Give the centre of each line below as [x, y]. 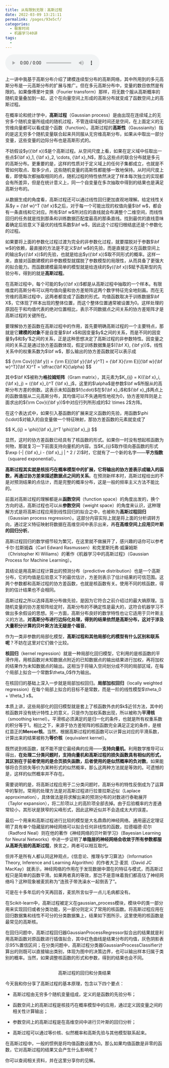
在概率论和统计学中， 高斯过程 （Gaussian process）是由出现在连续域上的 [81, 115]
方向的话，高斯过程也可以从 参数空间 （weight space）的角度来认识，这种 [81, 505]
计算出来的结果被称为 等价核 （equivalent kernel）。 [57, 738]
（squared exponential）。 [32, 459]
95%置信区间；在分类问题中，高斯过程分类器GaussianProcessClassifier [84, 945]
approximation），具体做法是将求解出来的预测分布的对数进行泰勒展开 [76, 797]
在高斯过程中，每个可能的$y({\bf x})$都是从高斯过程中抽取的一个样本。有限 [84, 284]
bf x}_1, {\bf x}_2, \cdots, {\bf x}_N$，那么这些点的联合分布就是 [86, 157]
